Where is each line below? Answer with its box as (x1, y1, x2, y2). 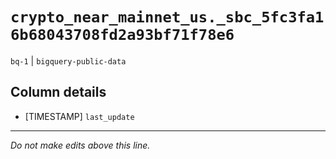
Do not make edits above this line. (10, 139, 151, 151)
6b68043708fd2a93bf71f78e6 (10, 26, 235, 45)
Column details (10, 84, 107, 101)
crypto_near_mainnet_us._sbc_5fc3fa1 (10, 8, 325, 27)
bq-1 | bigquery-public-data (10, 54, 127, 67)
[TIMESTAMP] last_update (24, 110, 135, 122)
